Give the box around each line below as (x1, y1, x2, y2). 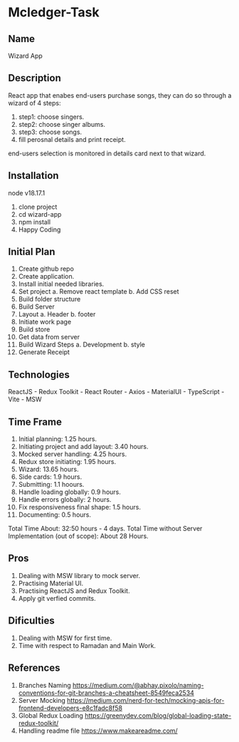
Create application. (18, 272, 75, 281)
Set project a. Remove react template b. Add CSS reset (18, 287, 180, 296)
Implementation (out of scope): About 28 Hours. (8, 532, 149, 540)
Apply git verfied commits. (18, 594, 97, 602)
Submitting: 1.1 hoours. (18, 480, 85, 489)
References (8, 662, 60, 674)
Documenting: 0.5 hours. (18, 510, 92, 519)
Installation (8, 170, 59, 182)
